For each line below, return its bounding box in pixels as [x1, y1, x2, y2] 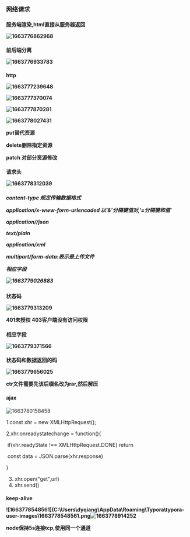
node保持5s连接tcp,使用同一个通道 [6, 525, 91, 532]
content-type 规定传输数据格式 [6, 194, 82, 201]
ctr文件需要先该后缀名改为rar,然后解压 [6, 380, 98, 387]
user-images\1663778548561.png [6, 512, 91, 519]
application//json [6, 218, 50, 225]
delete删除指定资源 [6, 142, 52, 149]
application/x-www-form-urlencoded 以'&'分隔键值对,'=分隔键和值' [6, 206, 172, 214]
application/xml [6, 241, 45, 248]
